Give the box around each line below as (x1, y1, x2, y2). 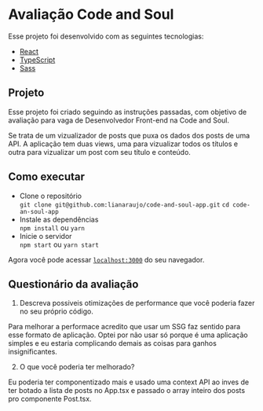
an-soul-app (19, 207, 59, 215)
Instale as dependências (19, 215, 99, 224)
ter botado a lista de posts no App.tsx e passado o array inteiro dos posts (8, 386, 246, 395)
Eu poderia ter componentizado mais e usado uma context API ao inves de (8, 377, 250, 387)
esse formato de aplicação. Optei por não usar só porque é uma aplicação (8, 330, 249, 339)
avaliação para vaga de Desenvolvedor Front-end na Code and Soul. (8, 116, 230, 125)
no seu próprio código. (19, 306, 94, 316)
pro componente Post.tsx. (8, 394, 92, 404)
